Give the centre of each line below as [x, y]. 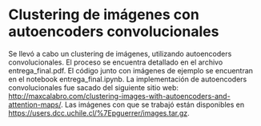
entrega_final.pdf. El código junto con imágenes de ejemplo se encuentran [131, 70]
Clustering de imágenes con [104, 15]
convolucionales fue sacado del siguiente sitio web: [93, 87]
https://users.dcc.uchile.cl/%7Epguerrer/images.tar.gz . [99, 112]
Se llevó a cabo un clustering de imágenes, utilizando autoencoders [120, 53]
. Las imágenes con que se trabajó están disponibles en [153, 104]
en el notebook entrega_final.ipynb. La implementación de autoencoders [128, 79]
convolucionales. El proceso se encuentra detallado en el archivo [116, 62]
